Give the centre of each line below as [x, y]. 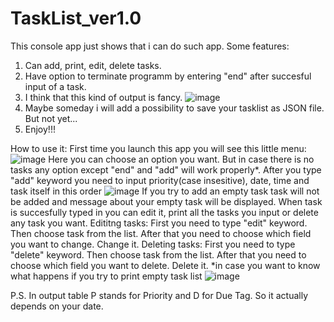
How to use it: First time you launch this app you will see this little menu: [158, 148]
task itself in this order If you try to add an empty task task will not [165, 191]
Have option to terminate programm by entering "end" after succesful [168, 76]
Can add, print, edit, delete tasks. [93, 65]
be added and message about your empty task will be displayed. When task [166, 201]
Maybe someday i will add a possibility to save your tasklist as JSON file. [174, 108]
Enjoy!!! [40, 129]
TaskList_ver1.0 [76, 18]
